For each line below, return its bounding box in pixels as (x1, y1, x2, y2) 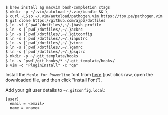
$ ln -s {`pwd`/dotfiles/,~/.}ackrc (5, 27, 83, 32)
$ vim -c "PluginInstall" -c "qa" (5, 63, 79, 68)
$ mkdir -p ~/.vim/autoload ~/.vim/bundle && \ (5, 9, 108, 14)
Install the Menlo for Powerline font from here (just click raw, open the (5, 72, 153, 77)
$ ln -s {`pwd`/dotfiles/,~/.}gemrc (5, 45, 83, 50)
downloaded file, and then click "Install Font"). (5, 77, 102, 83)
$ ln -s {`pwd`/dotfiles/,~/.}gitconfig (5, 32, 93, 37)
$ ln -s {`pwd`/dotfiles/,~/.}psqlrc (5, 49, 86, 54)
